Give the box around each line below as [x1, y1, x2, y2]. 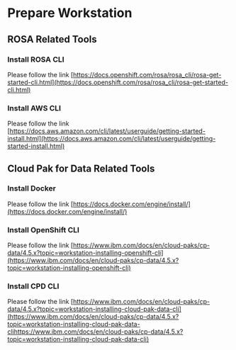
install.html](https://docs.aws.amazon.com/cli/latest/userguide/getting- [7, 135, 216, 143]
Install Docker [7, 184, 57, 193]
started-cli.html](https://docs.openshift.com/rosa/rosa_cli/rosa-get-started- [7, 78, 229, 86]
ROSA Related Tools [7, 33, 97, 45]
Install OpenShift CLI [7, 225, 80, 235]
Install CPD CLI [7, 281, 60, 291]
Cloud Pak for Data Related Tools [7, 162, 155, 174]
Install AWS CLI [7, 103, 62, 113]
